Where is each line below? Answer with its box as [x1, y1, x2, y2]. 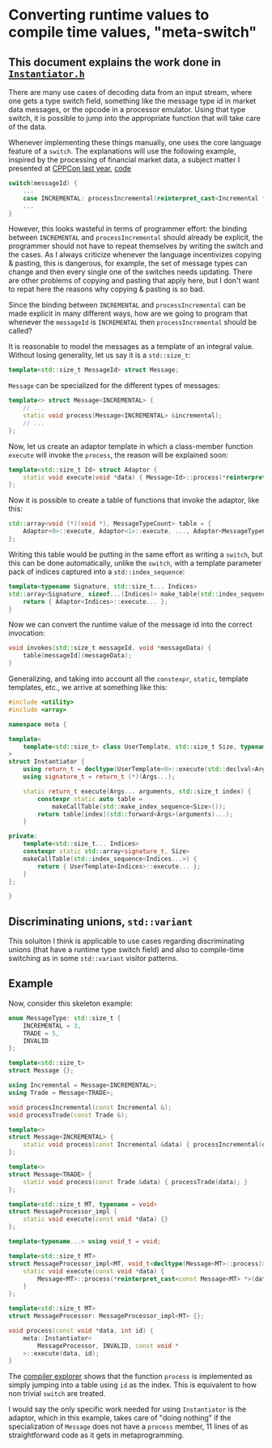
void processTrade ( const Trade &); [8, 1110, 129, 1119]
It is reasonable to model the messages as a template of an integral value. [8, 342, 254, 351]
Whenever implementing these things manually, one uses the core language [8, 138, 261, 147]
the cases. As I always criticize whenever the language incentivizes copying [8, 250, 261, 260]
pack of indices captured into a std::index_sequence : [8, 567, 185, 576]
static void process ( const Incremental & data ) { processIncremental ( [23, 1140, 263, 1149]
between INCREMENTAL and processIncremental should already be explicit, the [8, 233, 264, 243]
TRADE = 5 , [23, 1029, 60, 1037]
